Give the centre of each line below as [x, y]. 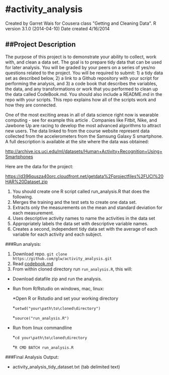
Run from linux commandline [42, 328]
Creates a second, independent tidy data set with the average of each [85, 229]
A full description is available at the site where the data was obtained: [77, 141]
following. [23, 197]
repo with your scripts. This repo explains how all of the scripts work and [81, 99]
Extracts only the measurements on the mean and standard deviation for [87, 207]
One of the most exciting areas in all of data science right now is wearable [82, 115]
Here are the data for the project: [39, 166]
